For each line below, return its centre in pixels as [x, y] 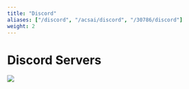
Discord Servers [54, 60]
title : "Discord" [32, 13]
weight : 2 [21, 26]
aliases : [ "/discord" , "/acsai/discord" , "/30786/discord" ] [95, 20]
